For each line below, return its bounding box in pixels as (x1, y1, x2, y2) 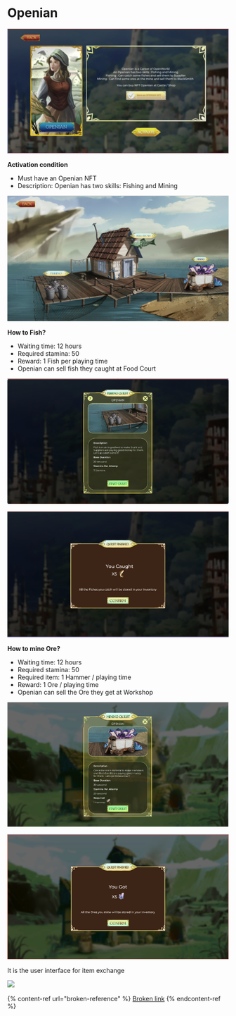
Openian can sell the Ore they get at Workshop (17, 688, 153, 697)
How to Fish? (7, 328, 46, 336)
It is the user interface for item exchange (7, 967, 125, 975)
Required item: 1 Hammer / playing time (17, 673, 131, 681)
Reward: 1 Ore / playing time (17, 681, 99, 689)
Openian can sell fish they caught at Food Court (17, 364, 157, 373)
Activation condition (7, 161, 68, 169)
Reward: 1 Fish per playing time (17, 357, 108, 365)
